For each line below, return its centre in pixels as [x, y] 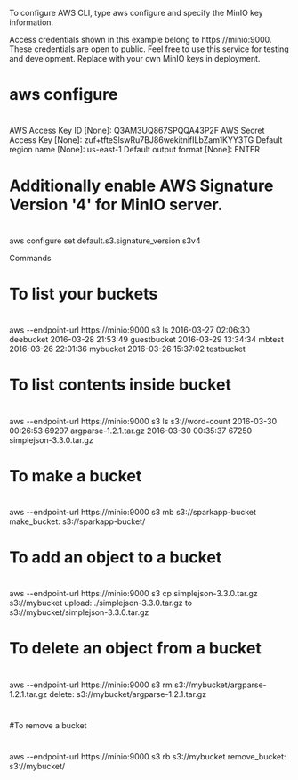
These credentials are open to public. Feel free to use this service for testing [149, 49]
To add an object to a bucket [116, 558]
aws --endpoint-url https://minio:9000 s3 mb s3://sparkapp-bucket [133, 512]
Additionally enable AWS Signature [141, 185]
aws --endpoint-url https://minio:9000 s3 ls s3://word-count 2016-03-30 [143, 421]
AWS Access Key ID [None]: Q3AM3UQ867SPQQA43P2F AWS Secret [137, 131]
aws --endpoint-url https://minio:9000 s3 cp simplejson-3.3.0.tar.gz [133, 594]
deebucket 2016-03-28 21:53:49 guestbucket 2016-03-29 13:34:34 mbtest [147, 340]
